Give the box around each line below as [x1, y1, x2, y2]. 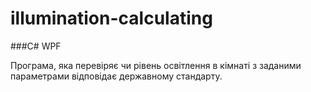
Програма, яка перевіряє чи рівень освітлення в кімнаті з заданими [10, 59, 302, 71]
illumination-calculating [10, 7, 213, 30]
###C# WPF [10, 40, 62, 52]
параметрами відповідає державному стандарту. [10, 70, 223, 82]
